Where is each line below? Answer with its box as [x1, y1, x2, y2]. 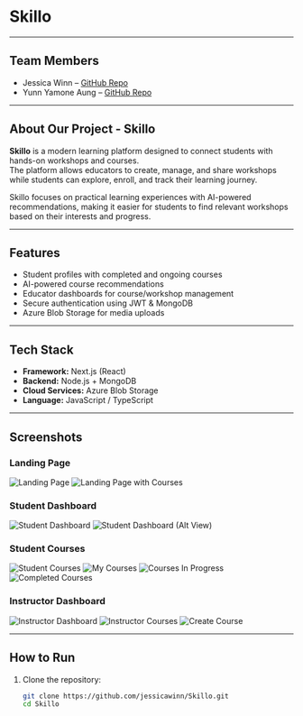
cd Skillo [22, 700, 60, 709]
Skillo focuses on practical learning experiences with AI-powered [9, 191, 252, 202]
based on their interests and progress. [9, 210, 151, 222]
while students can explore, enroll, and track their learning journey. [9, 174, 258, 185]
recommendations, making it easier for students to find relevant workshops [9, 201, 289, 212]
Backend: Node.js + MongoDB [22, 376, 137, 387]
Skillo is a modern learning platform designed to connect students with [9, 145, 273, 156]
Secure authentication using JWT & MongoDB [22, 298, 194, 308]
